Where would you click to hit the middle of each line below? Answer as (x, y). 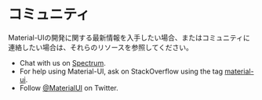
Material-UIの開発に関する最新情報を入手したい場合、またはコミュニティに (129, 37)
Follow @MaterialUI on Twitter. (69, 87)
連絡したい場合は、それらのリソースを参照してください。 (101, 47)
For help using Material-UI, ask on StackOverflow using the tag (121, 71)
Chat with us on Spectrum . (62, 62)
